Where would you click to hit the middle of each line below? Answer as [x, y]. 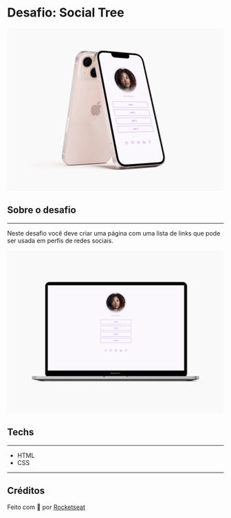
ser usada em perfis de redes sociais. [60, 240]
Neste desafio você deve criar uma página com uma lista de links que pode [114, 233]
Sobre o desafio [42, 210]
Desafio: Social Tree [66, 13]
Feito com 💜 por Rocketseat [46, 507]
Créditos [26, 490]
